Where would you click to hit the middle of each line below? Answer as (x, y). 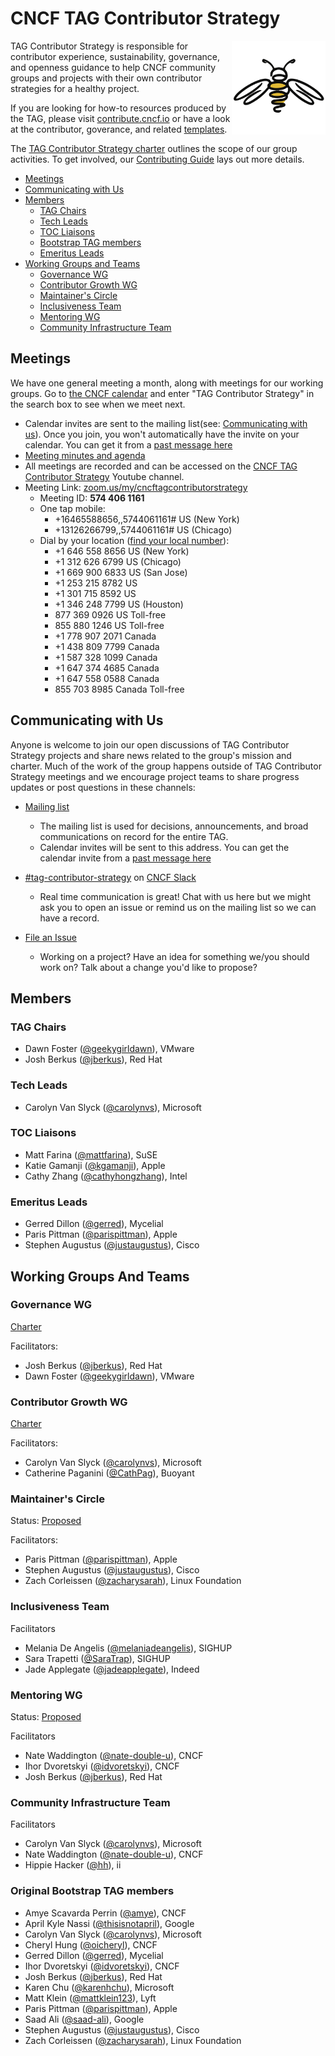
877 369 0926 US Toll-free (110, 614)
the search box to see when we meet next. (98, 404)
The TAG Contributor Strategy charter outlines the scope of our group (154, 148)
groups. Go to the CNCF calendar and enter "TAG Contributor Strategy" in (162, 393)
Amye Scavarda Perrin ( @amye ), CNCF (105, 1913)
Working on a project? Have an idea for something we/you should (174, 956)
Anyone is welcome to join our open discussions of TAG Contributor (150, 744)
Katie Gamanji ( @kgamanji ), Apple (95, 1165)
